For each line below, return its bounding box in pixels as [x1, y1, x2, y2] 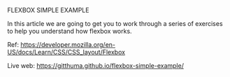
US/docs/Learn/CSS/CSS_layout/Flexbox [7, 48, 126, 56]
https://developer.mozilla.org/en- [20, 41, 116, 48]
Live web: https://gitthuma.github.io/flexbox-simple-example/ [7, 62, 184, 69]
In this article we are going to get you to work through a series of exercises [7, 20, 223, 27]
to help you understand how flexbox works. [7, 27, 132, 35]
